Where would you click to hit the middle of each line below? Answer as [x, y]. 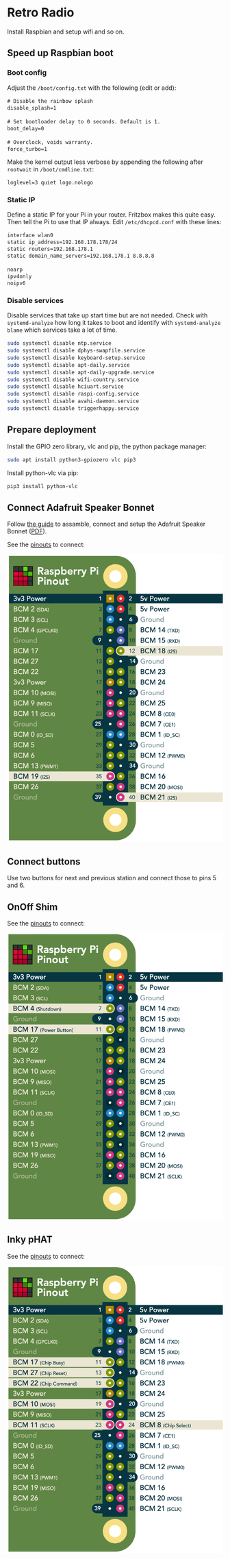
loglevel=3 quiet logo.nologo [50, 182]
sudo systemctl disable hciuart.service [66, 387]
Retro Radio [41, 13]
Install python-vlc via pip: [43, 473]
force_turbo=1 [27, 149]
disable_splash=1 [32, 108]
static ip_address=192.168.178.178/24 [62, 242]
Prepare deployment [52, 430]
